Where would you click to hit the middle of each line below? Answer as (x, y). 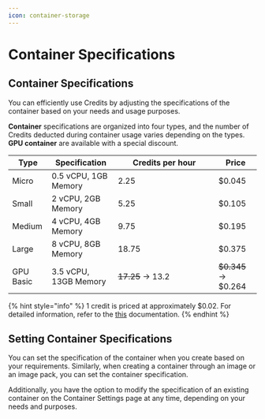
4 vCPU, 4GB (76, 221)
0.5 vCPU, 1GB (80, 176)
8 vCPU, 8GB (76, 244)
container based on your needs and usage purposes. (94, 110)
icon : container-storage (49, 15)
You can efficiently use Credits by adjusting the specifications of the (119, 103)
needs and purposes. (43, 406)
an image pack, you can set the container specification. (98, 375)
